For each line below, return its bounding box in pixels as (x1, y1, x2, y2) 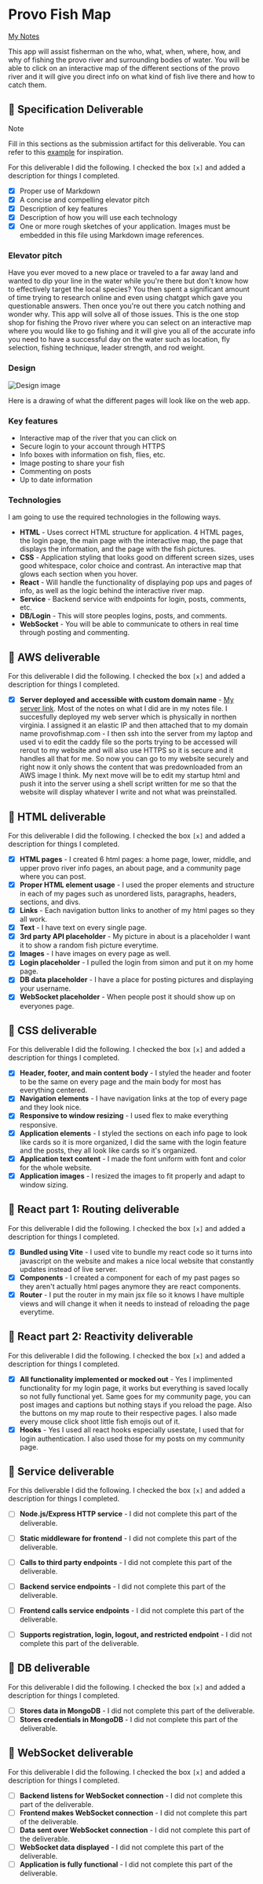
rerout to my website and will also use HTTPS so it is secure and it (19, 746, 234, 755)
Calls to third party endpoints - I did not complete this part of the (19, 1557, 232, 1567)
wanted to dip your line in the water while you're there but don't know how (8, 277, 249, 286)
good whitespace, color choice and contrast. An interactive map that (19, 561, 242, 570)
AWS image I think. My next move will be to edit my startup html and (19, 771, 241, 780)
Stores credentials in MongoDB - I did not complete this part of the (19, 1714, 238, 1724)
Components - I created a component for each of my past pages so (19, 1273, 240, 1282)
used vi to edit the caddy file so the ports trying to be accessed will (19, 737, 238, 747)
